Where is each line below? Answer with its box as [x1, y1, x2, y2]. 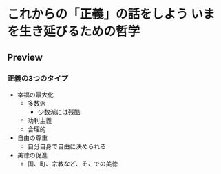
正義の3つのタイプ [7, 73, 69, 83]
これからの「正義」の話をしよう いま [7, 6, 215, 22]
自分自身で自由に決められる [27, 142, 107, 151]
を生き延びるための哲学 [7, 23, 140, 39]
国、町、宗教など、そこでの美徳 [27, 159, 118, 168]
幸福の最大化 [17, 90, 54, 99]
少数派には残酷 [37, 108, 81, 116]
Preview [7, 51, 43, 63]
